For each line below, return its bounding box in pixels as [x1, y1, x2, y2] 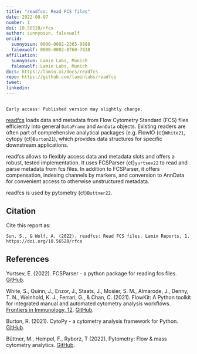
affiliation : [6, 52, 38, 58]
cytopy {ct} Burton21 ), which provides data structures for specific [6, 135, 163, 142]
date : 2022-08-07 [6, 14, 49, 20]
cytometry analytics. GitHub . [6, 341, 75, 348]
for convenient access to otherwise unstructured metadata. [6, 177, 150, 185]
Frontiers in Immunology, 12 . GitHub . [6, 306, 94, 313]
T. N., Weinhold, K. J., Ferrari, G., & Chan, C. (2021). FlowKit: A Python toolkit [6, 294, 191, 301]
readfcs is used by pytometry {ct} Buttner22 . [6, 189, 113, 196]
